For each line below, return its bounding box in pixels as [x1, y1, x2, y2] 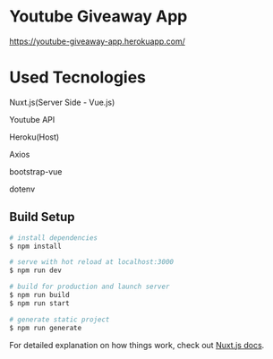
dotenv [9, 184, 36, 194]
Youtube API [9, 114, 55, 124]
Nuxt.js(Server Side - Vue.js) [9, 97, 115, 107]
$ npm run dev [9, 266, 63, 275]
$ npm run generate [9, 323, 82, 332]
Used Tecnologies [9, 67, 146, 88]
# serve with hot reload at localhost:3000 [9, 258, 175, 267]
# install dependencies [9, 233, 98, 243]
